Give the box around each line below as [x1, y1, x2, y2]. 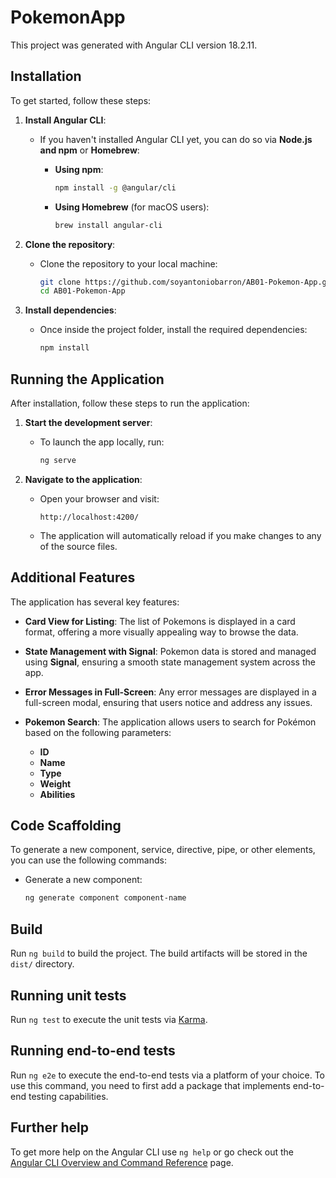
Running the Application [10, 371, 165, 388]
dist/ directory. [10, 958, 75, 970]
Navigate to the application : [24, 473, 143, 485]
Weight [39, 777, 72, 790]
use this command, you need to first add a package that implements [10, 1079, 291, 1091]
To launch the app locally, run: [39, 436, 165, 448]
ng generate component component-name [24, 893, 187, 903]
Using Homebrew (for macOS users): [54, 201, 210, 213]
